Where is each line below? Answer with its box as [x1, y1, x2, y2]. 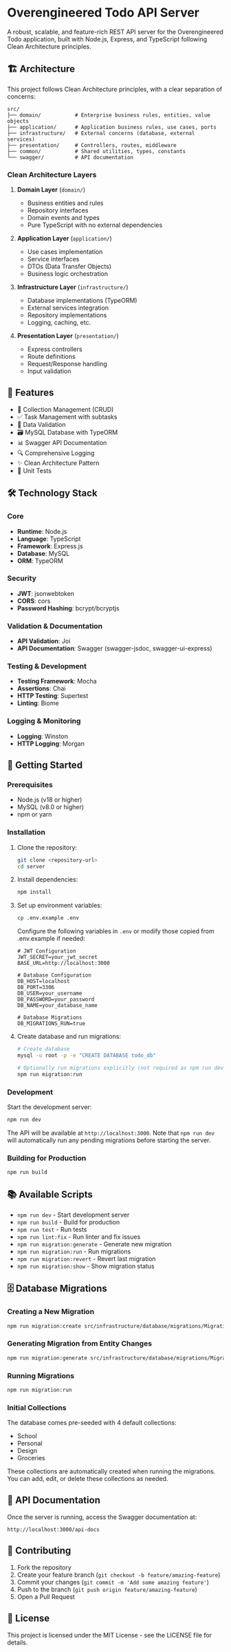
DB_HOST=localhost [16, 978, 70, 985]
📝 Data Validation [16, 420, 66, 428]
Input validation [27, 367, 71, 375]
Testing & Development [7, 661, 87, 671]
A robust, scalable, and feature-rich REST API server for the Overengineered [7, 28, 223, 36]
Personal [16, 1440, 43, 1448]
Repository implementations [27, 311, 107, 319]
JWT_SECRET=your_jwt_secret [16, 954, 98, 961]
